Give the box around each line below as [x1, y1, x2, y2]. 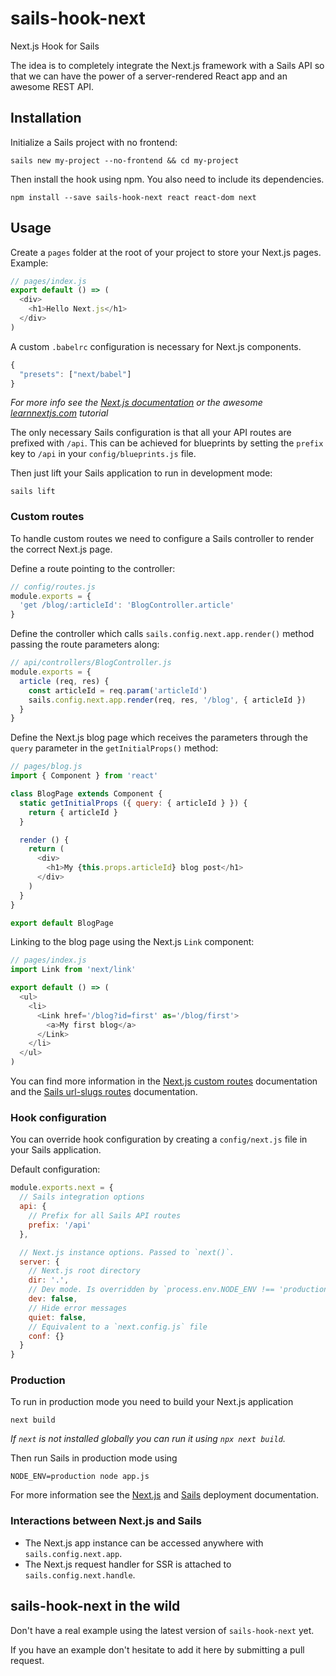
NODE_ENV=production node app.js [10, 1472, 150, 1482]
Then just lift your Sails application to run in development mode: [10, 467, 273, 479]
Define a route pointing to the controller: [10, 562, 176, 574]
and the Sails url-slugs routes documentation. [10, 1086, 198, 1098]
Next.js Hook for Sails [10, 40, 100, 52]
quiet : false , [28, 1312, 87, 1322]
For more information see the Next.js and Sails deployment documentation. [10, 1489, 320, 1501]
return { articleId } [28, 807, 118, 817]
